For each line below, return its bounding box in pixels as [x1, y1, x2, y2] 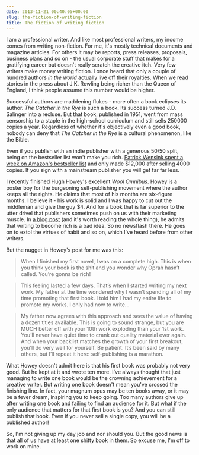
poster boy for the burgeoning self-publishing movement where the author [6, 184, 188, 192]
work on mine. [6, 443, 41, 450]
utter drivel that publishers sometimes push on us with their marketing [6, 209, 177, 217]
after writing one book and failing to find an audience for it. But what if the [6, 400, 187, 407]
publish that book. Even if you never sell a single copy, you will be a [6, 413, 171, 420]
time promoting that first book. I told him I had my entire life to [20, 295, 172, 302]
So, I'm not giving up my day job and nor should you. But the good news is [6, 431, 188, 438]
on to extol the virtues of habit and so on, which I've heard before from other [6, 228, 194, 236]
